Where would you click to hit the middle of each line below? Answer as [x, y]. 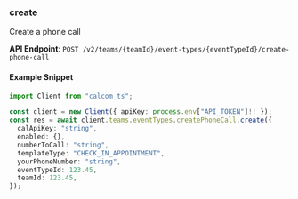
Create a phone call [45, 32]
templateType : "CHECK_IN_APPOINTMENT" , [91, 153]
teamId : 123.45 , [47, 178]
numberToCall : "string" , [63, 145]
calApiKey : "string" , [57, 129]
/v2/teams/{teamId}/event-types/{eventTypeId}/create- [186, 50]
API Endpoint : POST [44, 49]
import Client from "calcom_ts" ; [71, 96]
